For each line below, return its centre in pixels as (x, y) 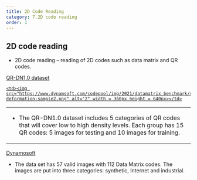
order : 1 (17, 22)
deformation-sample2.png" (38, 99)
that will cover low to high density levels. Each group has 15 (101, 125)
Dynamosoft (21, 153)
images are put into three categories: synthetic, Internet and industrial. (100, 171)
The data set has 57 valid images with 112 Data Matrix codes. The (94, 164)
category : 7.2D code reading (42, 17)
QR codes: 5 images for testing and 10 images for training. (99, 133)
